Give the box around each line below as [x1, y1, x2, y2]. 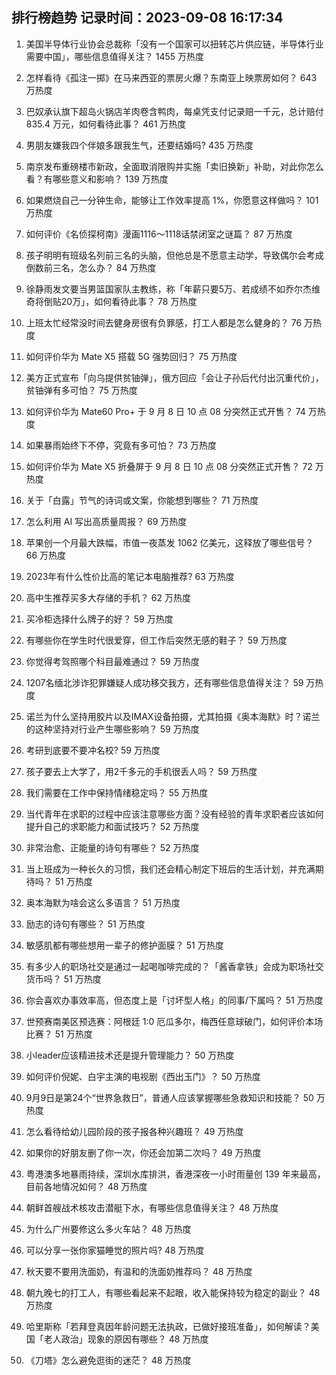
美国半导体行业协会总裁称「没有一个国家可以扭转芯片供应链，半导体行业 [25, 38, 324, 50]
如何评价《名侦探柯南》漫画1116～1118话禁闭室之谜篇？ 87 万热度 [25, 228, 293, 240]
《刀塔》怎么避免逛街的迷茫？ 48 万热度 [25, 1354, 192, 1366]
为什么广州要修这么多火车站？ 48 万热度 [25, 1223, 192, 1235]
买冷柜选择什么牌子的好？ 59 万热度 [25, 613, 174, 625]
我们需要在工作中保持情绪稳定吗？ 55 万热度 [25, 786, 209, 798]
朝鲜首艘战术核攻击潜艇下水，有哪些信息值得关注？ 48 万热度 [25, 1201, 279, 1213]
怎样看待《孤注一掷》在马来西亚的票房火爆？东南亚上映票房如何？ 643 [25, 71, 318, 83]
